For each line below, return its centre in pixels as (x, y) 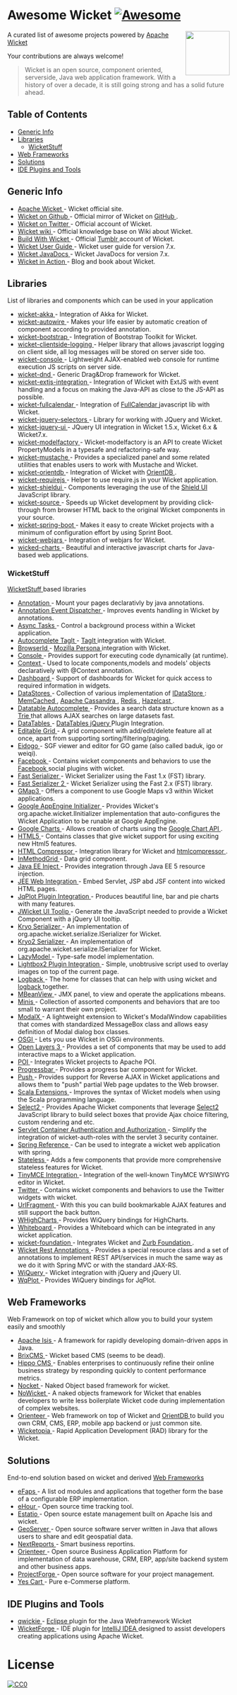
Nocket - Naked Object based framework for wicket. (94, 1385)
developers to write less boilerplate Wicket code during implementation (121, 1401)
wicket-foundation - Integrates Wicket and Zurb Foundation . (105, 1242)
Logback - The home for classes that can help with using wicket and (117, 979)
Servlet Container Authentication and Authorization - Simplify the (112, 1129)
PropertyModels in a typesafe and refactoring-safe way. (99, 450)
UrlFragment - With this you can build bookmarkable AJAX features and (122, 1205)
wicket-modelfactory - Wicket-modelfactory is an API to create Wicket (120, 442)
